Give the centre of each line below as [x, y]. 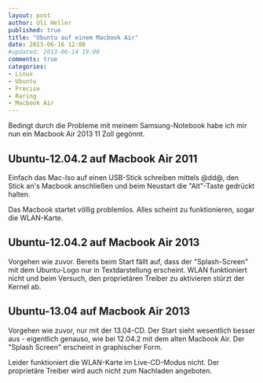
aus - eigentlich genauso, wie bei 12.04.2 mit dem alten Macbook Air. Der [126, 338]
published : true [35, 30]
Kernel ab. [25, 286]
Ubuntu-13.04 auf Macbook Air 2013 [99, 311]
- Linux [21, 74]
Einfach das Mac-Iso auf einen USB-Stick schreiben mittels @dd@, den [124, 177]
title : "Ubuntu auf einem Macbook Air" [73, 37]
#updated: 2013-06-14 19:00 [54, 52]
